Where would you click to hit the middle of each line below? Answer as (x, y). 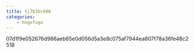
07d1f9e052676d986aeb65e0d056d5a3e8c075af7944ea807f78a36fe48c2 (98, 39)
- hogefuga (30, 22)
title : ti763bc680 (29, 11)
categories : (21, 17)
